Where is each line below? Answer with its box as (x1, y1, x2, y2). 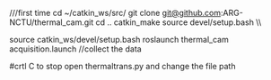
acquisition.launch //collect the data (9, 44, 142, 54)
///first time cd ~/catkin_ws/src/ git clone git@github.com (9, 8, 222, 18)
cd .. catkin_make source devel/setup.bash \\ (95, 17, 262, 28)
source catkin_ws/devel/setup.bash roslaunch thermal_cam (9, 35, 229, 44)
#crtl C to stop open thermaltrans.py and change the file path (9, 61, 236, 71)
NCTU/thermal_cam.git (9, 17, 94, 28)
